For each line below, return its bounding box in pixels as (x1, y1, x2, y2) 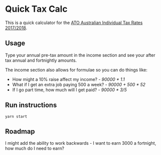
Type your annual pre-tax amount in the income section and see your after (5, 52, 156, 58)
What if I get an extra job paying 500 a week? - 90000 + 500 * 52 (12, 81, 146, 87)
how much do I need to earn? (5, 146, 65, 152)
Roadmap (5, 127, 35, 135)
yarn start (5, 114, 27, 119)
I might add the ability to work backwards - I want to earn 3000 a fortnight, (5, 140, 156, 146)
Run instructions (5, 101, 57, 109)
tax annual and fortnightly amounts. (5, 57, 77, 63)
